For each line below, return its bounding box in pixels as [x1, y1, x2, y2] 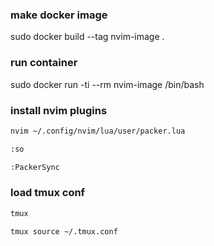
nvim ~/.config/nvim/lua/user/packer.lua [10, 126, 186, 136]
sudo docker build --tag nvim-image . [10, 31, 165, 43]
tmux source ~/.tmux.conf [10, 226, 118, 237]
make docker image [10, 8, 108, 22]
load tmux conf [10, 186, 86, 200]
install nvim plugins [10, 103, 108, 117]
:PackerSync [10, 162, 60, 172]
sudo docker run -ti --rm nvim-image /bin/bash [10, 78, 205, 90]
